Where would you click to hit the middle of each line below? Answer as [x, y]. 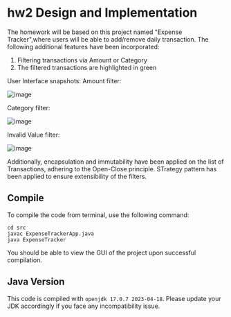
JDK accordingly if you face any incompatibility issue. [84, 306]
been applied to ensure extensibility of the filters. [77, 176]
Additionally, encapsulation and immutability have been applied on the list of [116, 162]
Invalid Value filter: [34, 135]
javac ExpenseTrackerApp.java [51, 234]
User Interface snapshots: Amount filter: [64, 80]
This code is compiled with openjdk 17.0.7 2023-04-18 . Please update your [114, 298]
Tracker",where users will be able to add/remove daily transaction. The [108, 39]
